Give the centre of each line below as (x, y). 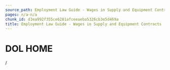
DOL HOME (29, 49)
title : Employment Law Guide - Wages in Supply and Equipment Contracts (83, 24)
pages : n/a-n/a (21, 15)
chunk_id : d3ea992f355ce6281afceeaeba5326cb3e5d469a (62, 19)
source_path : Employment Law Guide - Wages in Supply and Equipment (79, 10)
